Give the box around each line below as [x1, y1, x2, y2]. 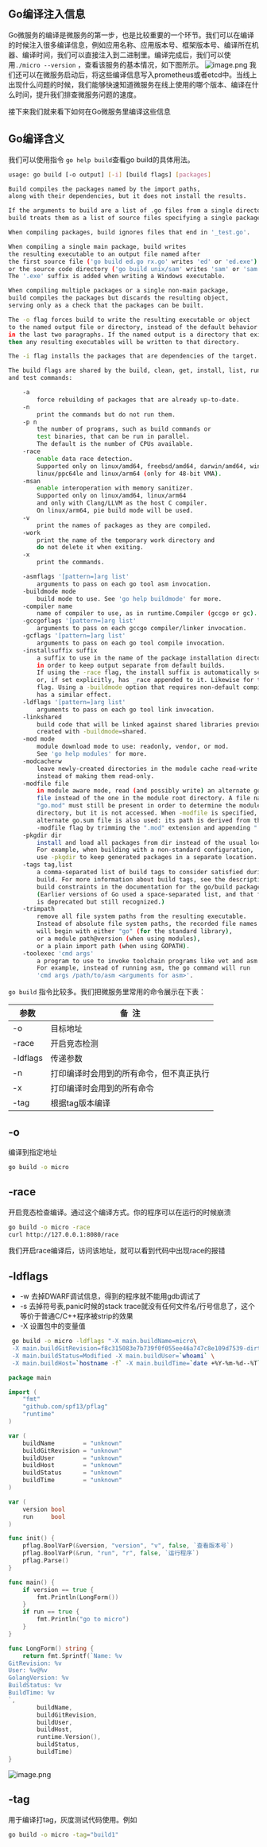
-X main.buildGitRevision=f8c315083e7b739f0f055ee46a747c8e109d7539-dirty [11, 1345, 265, 1353]
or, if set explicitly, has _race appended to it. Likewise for [37, 676, 254, 684]
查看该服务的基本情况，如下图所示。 [84, 60, 203, 69]
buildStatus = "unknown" [22, 1469, 123, 1477]
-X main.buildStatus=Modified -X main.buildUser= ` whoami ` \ [11, 1352, 215, 1360]
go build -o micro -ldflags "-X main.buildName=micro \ [11, 1338, 197, 1346]
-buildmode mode [22, 587, 77, 595]
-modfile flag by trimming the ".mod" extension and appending [37, 823, 250, 832]
